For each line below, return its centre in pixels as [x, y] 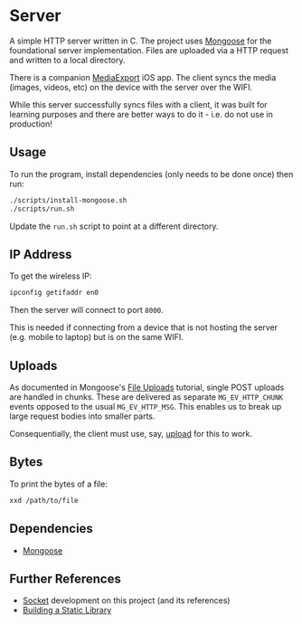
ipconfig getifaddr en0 [54, 293]
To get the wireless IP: [51, 276]
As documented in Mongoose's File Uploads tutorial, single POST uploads [147, 387]
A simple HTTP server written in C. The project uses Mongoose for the [141, 41]
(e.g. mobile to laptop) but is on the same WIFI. [96, 337]
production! [31, 124]
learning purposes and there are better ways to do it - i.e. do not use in [141, 114]
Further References [66, 578]
